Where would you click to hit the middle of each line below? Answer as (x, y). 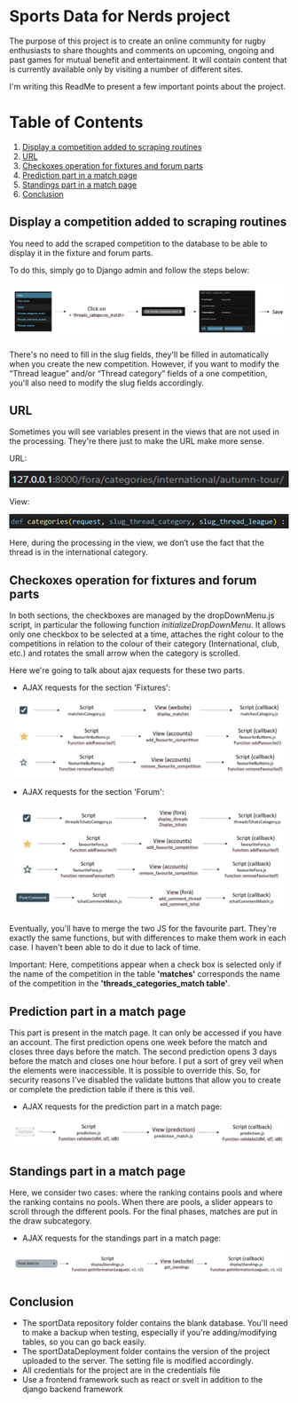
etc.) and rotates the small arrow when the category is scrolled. (125, 654)
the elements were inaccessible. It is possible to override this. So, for (135, 1071)
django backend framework (72, 1389)
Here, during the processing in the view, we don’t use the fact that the (137, 543)
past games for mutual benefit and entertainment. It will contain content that (148, 59)
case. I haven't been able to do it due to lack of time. (105, 947)
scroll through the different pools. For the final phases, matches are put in (143, 1212)
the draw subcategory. (51, 1221)
